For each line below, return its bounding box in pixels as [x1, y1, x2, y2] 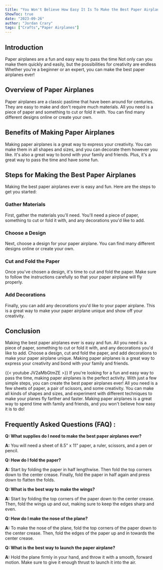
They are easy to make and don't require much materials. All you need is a [5, 104, 154, 110]
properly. [5, 279, 23, 285]
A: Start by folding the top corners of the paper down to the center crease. [5, 496, 154, 502]
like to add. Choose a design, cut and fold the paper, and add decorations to [5, 350, 157, 356]
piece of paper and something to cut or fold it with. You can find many [5, 109, 145, 115]
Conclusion [5, 327, 41, 335]
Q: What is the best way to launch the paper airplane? [5, 545, 115, 551]
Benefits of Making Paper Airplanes [5, 129, 115, 137]
